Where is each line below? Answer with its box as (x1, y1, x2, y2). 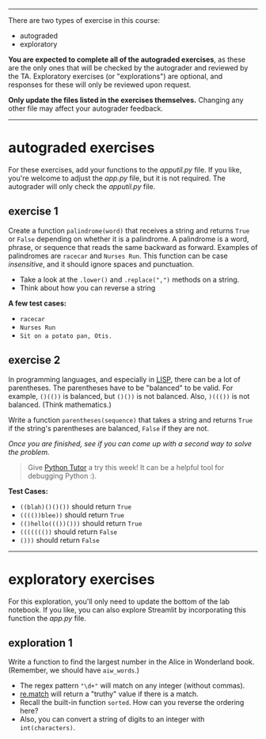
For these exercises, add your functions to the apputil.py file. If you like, (8, 165, 242, 174)
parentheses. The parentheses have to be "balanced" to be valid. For (8, 383, 234, 392)
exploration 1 (8, 636, 73, 650)
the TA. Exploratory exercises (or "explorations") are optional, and (8, 72, 223, 81)
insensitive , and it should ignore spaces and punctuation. (8, 259, 194, 269)
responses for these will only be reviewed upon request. (8, 80, 192, 89)
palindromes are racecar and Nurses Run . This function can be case (8, 251, 228, 260)
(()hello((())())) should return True (19, 518, 142, 528)
